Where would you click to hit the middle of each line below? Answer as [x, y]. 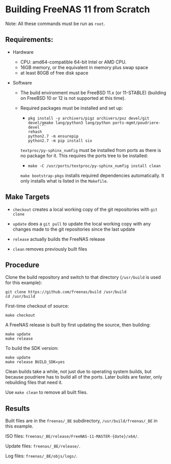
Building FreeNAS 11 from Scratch [78, 9]
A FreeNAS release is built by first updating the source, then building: [78, 325]
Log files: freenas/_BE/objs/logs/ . [41, 456]
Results [18, 408]
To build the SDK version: [32, 348]
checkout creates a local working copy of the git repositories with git [85, 209]
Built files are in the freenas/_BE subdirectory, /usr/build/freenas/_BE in [81, 421]
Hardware [23, 52]
